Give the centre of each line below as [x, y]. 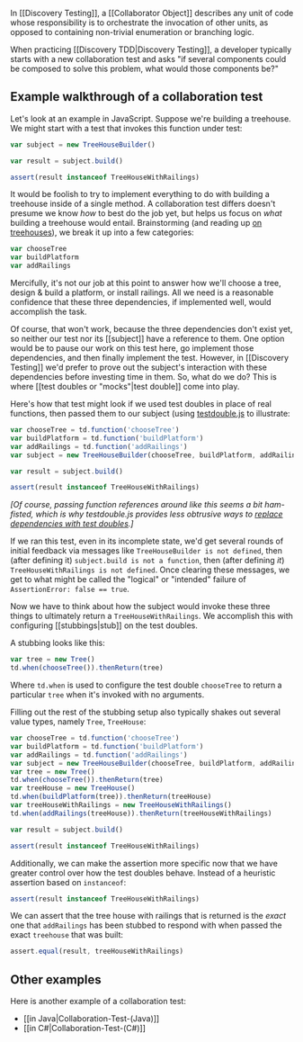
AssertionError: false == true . [70, 589]
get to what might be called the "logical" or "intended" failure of [128, 579]
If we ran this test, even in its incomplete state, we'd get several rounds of [147, 541]
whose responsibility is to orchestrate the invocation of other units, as [139, 22]
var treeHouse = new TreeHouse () [73, 788]
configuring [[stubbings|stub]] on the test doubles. [104, 625]
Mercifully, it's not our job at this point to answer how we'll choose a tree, [146, 283]
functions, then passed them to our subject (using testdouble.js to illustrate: [150, 414]
